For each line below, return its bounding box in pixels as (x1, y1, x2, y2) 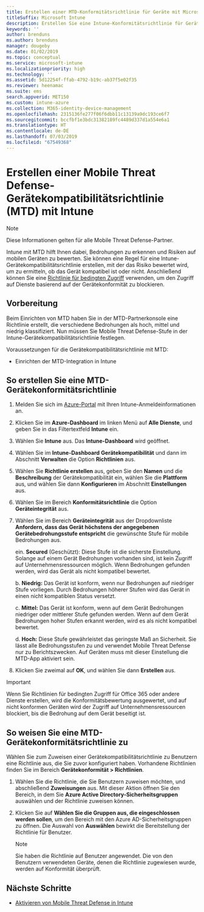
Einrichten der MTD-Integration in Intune (15, 357, 117, 365)
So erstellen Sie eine (6, 375, 86, 385)
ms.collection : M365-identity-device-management (6, 105, 132, 112)
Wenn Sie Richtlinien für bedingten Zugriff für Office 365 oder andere (6, 690, 180, 698)
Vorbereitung (6, 298, 58, 308)
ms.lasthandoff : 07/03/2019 (6, 134, 78, 140)
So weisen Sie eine (6, 727, 79, 738)
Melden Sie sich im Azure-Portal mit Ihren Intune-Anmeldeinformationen (15, 401, 196, 408)
